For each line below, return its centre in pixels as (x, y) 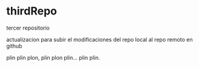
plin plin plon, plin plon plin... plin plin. (53, 57)
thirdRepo (32, 11)
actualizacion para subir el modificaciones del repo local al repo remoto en (99, 39)
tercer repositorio (28, 28)
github (14, 46)
